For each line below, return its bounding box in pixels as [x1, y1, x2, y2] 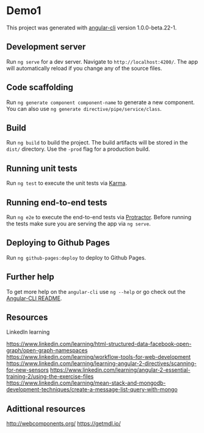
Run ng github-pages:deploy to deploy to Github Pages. [6, 254, 147, 261]
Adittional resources [6, 404, 86, 414]
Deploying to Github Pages [6, 238, 110, 248]
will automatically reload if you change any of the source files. [6, 64, 162, 72]
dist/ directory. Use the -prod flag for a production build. [6, 145, 150, 153]
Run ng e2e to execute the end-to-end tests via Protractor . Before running [6, 214, 192, 220]
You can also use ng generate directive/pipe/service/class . [6, 105, 162, 112]
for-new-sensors [6, 366, 49, 374]
